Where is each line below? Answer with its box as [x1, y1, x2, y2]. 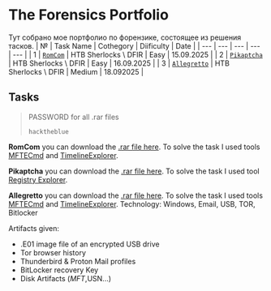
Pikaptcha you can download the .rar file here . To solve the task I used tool [8, 166, 260, 176]
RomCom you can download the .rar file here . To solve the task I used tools [8, 142, 260, 152]
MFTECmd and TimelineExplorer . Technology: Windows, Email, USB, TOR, [8, 199, 256, 208]
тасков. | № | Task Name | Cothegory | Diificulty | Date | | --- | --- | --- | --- [8, 41, 261, 50]
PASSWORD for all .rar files [28, 112, 119, 122]
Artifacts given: [8, 223, 59, 233]
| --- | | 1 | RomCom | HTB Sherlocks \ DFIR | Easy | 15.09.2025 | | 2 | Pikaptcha [8, 49, 264, 59]
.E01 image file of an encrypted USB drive [19, 239, 160, 249]
